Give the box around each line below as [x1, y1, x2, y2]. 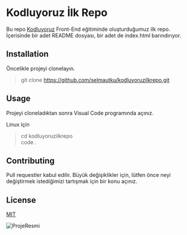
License [6, 195, 36, 205]
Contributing [6, 155, 55, 166]
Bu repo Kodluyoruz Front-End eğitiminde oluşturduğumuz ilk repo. [6, 26, 171, 33]
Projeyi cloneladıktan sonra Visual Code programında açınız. [6, 109, 154, 116]
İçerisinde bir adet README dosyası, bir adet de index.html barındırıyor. [6, 31, 182, 39]
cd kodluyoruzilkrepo [20, 132, 73, 139]
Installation [6, 49, 49, 59]
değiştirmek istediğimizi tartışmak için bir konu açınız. [6, 178, 138, 185]
